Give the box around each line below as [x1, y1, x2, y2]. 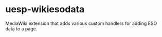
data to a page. [5, 25, 38, 31]
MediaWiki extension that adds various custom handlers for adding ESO [5, 20, 157, 26]
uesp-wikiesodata [5, 4, 85, 15]
